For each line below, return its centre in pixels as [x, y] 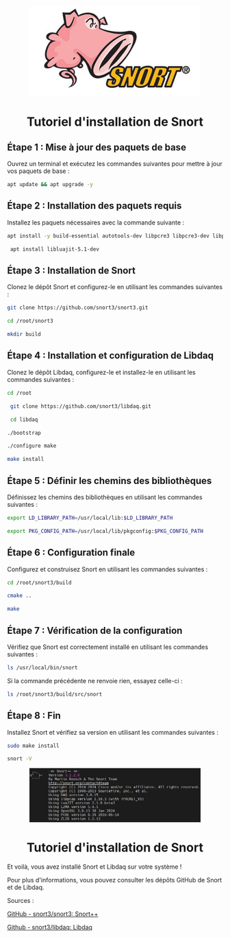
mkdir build [24, 334]
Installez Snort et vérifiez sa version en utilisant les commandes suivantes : [113, 732]
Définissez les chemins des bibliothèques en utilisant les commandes [105, 497]
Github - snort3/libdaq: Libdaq [50, 927]
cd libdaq [24, 420]
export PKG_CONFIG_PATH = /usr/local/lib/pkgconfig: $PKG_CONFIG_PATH [105, 531]
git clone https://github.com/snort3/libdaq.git [81, 406]
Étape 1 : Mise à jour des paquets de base [97, 147]
